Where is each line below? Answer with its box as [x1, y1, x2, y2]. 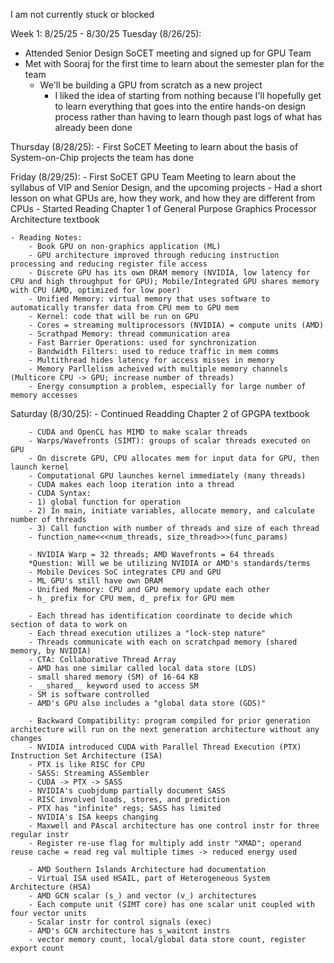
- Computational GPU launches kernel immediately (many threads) [28, 471, 307, 481]
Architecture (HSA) [10, 882, 92, 892]
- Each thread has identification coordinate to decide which [28, 611, 293, 621]
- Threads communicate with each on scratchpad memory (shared [28, 637, 298, 647]
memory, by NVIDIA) [10, 646, 92, 656]
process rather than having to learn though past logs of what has [54, 111, 323, 123]
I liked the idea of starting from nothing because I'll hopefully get [54, 90, 322, 101]
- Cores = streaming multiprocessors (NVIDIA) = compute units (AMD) [28, 320, 325, 330]
